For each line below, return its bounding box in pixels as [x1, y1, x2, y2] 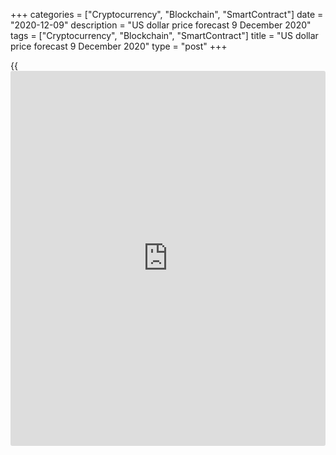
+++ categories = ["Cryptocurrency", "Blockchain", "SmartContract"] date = [10, 9, 324, 20]
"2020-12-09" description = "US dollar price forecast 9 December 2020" [10, 19, 312, 31]
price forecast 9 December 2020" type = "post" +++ [10, 40, 228, 52]
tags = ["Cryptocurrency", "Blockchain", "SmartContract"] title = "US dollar [10, 30, 319, 41]
